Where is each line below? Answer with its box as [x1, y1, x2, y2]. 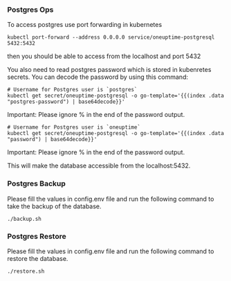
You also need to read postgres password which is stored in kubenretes [7, 66, 212, 74]
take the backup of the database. [7, 202, 102, 210]
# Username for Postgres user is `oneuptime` [7, 124, 140, 131]
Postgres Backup [7, 179, 66, 188]
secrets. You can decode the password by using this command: [7, 73, 189, 81]
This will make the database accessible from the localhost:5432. [7, 161, 191, 170]
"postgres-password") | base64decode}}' [7, 98, 126, 105]
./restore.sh [7, 268, 45, 275]
